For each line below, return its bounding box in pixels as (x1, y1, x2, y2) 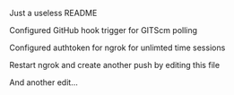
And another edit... (9, 77, 79, 88)
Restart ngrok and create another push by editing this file (9, 60, 221, 70)
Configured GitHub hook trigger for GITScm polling (9, 25, 198, 35)
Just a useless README (9, 8, 98, 18)
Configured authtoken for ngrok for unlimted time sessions (9, 42, 226, 53)
